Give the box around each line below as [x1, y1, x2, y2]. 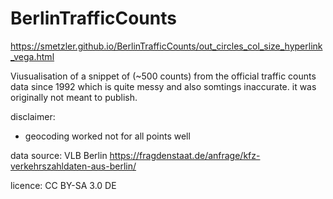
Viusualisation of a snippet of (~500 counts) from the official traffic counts [10, 70, 317, 82]
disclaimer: [10, 110, 56, 122]
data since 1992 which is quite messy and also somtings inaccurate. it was [10, 80, 317, 92]
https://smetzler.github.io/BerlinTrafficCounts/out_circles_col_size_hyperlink [10, 40, 323, 52]
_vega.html [10, 50, 55, 62]
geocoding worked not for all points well [24, 130, 191, 142]
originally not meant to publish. [10, 91, 138, 103]
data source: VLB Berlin [10, 149, 108, 161]
